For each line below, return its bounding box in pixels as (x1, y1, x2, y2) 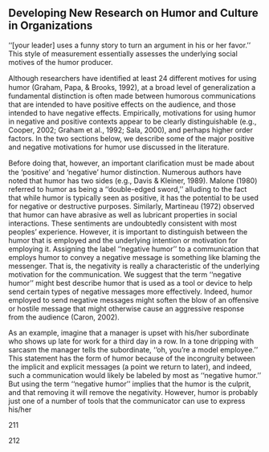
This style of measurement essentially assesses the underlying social (8, 48, 238, 59)
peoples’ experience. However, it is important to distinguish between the (8, 226, 248, 236)
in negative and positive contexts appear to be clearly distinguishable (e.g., (8, 116, 257, 126)
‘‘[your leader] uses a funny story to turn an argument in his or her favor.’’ (8, 40, 251, 50)
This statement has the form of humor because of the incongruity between (8, 353, 255, 363)
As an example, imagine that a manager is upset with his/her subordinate (8, 328, 250, 337)
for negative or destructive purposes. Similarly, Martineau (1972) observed (8, 201, 255, 211)
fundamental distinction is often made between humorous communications (8, 91, 256, 100)
